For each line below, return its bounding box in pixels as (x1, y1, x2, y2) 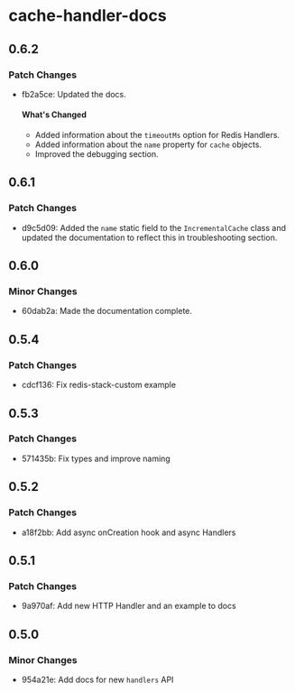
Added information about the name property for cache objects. (34, 139, 263, 150)
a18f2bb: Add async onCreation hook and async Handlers (21, 527, 236, 538)
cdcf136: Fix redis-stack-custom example (21, 380, 177, 391)
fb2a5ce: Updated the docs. (21, 88, 127, 99)
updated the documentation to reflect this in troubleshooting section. (21, 232, 278, 243)
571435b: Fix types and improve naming (21, 453, 171, 464)
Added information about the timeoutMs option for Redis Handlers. (34, 130, 281, 141)
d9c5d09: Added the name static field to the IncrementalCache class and (21, 222, 286, 233)
